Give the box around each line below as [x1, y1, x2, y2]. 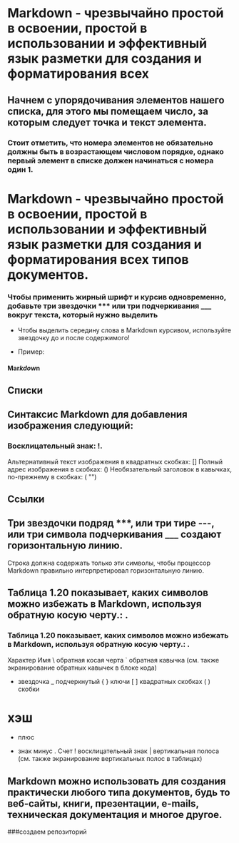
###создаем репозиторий [7, 827, 87, 836]
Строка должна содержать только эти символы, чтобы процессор [7, 558, 211, 567]
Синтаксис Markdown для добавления [7, 409, 188, 421]
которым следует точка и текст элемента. [7, 116, 207, 128]
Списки [7, 384, 44, 397]
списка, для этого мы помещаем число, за [7, 105, 209, 117]
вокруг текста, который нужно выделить [7, 310, 158, 320]
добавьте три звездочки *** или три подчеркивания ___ [7, 301, 212, 311]
